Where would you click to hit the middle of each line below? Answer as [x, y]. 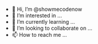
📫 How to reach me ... [39, 35]
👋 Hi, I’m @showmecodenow [47, 9]
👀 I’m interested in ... [37, 15]
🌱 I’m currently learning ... [43, 22]
